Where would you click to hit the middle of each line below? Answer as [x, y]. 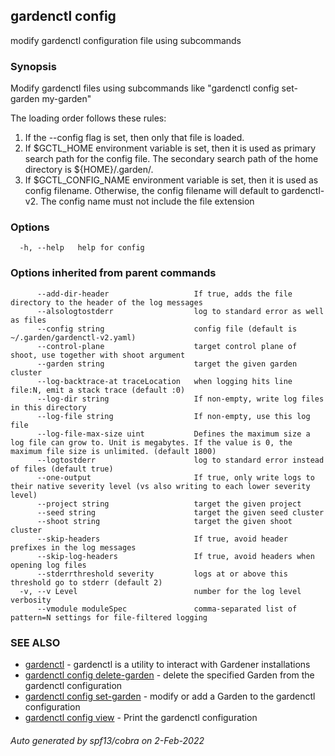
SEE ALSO [35, 642]
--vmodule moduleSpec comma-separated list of [167, 609]
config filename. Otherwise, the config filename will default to [152, 191]
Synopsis [33, 66]
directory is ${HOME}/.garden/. [89, 170]
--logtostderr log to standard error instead [180, 460]
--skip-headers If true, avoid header [162, 539]
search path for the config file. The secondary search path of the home [171, 159]
